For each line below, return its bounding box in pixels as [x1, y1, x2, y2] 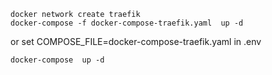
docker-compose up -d [10, 55, 105, 65]
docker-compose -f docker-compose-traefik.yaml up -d [10, 18, 244, 28]
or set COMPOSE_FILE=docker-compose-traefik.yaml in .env [10, 36, 262, 47]
